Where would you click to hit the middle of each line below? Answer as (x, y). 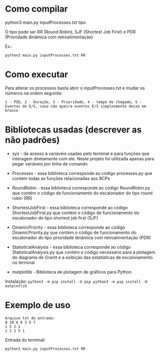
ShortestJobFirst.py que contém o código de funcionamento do (76, 213)
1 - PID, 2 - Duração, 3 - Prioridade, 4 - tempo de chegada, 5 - (73, 102)
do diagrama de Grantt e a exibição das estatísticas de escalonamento (82, 257)
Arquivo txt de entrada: (30, 318)
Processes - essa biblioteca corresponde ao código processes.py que (82, 173)
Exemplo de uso (38, 305)
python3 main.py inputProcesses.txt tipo (46, 22)
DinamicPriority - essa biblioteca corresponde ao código (68, 227)
